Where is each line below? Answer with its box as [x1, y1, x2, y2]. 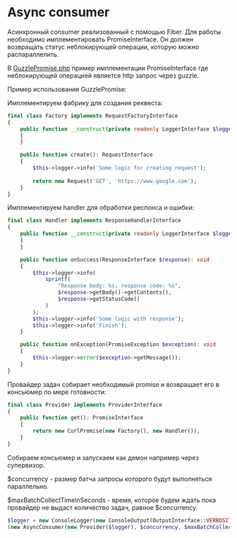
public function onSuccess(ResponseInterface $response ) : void [20, 256, 210, 263]
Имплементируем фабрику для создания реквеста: [7, 98, 164, 107]
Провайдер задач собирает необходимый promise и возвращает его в [7, 380, 220, 388]
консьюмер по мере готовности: [7, 388, 107, 396]
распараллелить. [7, 50, 59, 59]
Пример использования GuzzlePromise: [7, 85, 127, 93]
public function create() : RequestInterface [20, 151, 153, 159]
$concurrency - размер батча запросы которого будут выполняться [7, 474, 212, 483]
